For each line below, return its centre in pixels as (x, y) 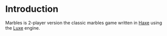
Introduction (32, 9)
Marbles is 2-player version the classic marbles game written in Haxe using (84, 23)
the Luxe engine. (23, 28)
